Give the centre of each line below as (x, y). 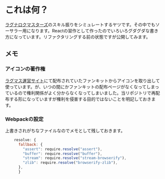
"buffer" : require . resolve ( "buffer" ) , (63, 153)
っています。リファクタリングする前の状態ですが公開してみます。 (84, 37)
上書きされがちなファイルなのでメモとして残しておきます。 (65, 130)
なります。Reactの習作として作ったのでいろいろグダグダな (90, 30)
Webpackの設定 (24, 119)
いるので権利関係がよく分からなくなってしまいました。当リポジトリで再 (82, 93)
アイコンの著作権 (25, 69)
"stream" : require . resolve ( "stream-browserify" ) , (75, 158)
